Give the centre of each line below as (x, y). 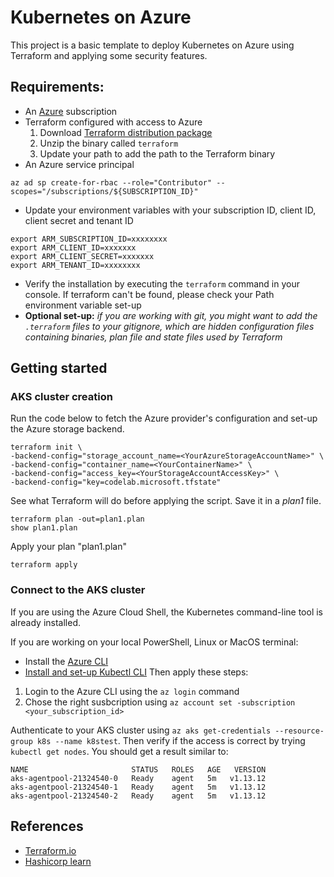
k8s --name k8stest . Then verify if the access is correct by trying (171, 740)
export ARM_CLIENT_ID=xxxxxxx (73, 247)
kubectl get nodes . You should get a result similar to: (119, 751)
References (47, 826)
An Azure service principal (79, 164)
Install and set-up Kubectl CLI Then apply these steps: (136, 672)
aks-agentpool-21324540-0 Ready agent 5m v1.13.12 (138, 778)
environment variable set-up (83, 305)
